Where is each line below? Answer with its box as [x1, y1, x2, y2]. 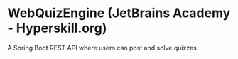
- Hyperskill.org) [7, 20, 107, 36]
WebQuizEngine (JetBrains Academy [7, 5, 231, 21]
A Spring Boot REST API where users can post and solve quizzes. [7, 43, 199, 52]
